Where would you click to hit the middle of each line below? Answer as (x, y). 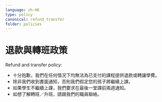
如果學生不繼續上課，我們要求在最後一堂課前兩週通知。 (70, 88)
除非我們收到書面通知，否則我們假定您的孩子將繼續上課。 (73, 82)
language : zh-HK (22, 10)
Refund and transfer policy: (34, 65)
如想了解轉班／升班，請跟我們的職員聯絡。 (57, 94)
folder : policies (24, 24)
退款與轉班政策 (37, 50)
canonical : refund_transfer (35, 19)
